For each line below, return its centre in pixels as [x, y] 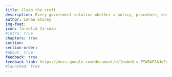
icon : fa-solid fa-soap [31, 29]
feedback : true [21, 57]
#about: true [19, 52]
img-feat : [16, 24]
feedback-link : [21, 62]
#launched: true [23, 66]
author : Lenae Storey [28, 19]
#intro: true [19, 33]
